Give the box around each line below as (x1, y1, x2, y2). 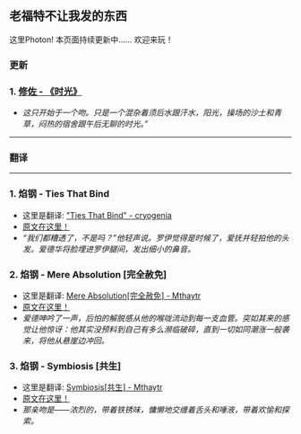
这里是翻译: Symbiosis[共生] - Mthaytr (21, 382, 163, 393)
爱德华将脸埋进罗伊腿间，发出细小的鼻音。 (38, 244, 195, 254)
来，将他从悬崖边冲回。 (21, 335, 109, 346)
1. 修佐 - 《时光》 (9, 84, 82, 97)
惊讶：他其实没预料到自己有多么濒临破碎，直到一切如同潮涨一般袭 (46, 323, 289, 334)
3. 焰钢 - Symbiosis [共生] (9, 359, 122, 372)
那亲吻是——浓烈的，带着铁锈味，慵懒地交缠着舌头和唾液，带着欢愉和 (21, 404, 282, 415)
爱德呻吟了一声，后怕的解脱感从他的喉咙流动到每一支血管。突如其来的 (21, 313, 282, 323)
